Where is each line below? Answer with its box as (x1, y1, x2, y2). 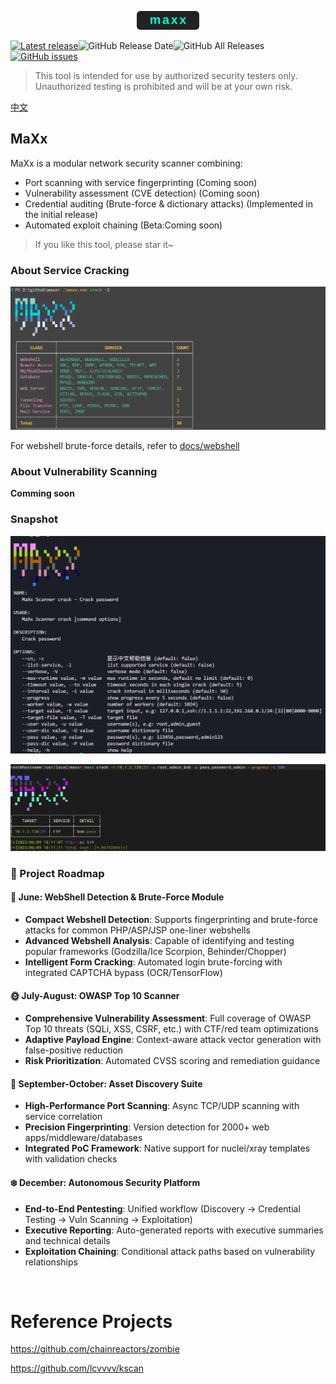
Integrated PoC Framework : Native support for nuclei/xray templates (24, 1142, 311, 1155)
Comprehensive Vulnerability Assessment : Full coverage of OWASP (24, 1012, 312, 1025)
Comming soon (10, 487, 75, 500)
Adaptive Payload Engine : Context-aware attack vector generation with (24, 1034, 322, 1046)
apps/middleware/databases (24, 1132, 143, 1144)
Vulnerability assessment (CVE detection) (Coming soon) (24, 187, 260, 199)
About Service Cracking (10, 263, 130, 277)
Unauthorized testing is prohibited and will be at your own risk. (34, 81, 293, 92)
